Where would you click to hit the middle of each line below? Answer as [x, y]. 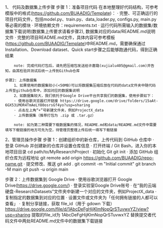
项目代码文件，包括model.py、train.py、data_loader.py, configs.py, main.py [81, 19]
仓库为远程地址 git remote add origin [46, 158]
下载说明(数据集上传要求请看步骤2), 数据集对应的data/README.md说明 [84, 31]
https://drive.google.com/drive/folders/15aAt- [109, 101]
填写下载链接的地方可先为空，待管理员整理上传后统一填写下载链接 [61, 130]
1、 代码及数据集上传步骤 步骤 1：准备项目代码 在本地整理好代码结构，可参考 [82, 7]
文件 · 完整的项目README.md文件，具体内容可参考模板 [60, 37]
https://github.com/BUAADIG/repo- [119, 158]
